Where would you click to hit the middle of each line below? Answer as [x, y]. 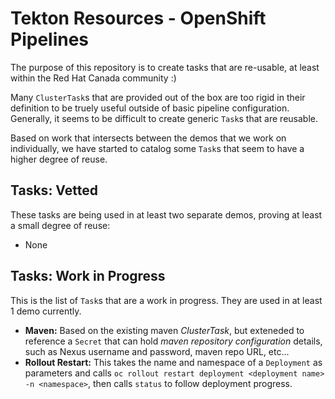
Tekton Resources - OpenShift [138, 18]
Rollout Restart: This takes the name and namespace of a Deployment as [173, 362]
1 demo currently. [46, 311]
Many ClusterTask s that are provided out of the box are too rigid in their [158, 97]
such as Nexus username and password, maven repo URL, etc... [157, 351]
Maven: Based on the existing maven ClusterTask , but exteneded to [164, 330]
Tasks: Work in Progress [88, 276]
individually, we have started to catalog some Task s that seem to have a [157, 148]
